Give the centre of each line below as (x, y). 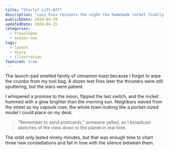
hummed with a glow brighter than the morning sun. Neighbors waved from (84, 102)
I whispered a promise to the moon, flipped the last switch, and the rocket (82, 96)
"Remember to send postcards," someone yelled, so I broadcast (84, 122)
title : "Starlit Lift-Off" (34, 10)
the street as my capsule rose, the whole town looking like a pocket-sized (82, 107)
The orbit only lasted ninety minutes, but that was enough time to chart (79, 137)
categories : (18, 29)
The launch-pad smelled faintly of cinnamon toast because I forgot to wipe (83, 76)
